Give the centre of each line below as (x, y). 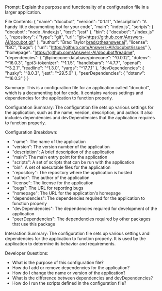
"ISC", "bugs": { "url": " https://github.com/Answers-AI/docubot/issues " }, (78, 47)
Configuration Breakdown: (31, 132)
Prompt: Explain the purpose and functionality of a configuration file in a (77, 7)
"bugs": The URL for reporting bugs (48, 188)
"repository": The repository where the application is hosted (72, 172)
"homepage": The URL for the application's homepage (66, 193)
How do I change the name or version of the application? (69, 273)
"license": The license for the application (53, 183)
